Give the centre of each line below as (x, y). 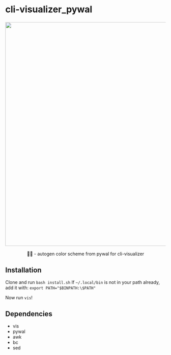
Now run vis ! (19, 298)
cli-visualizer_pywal (49, 9)
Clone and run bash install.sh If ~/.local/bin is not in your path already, (83, 282)
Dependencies (29, 314)
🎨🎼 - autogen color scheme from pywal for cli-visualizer (85, 254)
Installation (23, 270)
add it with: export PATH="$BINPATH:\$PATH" (51, 288)
